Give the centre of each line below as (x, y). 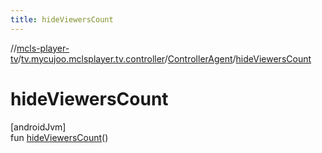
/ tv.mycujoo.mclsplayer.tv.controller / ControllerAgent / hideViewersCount (164, 58)
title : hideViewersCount (62, 19)
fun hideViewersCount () (59, 137)
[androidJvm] (38, 127)
